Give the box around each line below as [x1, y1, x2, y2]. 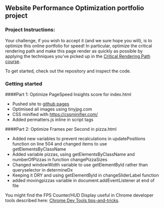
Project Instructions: [5, 27, 56, 33]
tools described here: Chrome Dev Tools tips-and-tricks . [5, 197, 120, 203]
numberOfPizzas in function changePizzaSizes [12, 156, 107, 162]
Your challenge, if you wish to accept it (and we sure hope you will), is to [5, 37, 153, 43]
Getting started [5, 80, 43, 87]
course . [5, 59, 21, 64]
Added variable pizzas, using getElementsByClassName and [12, 151, 135, 157]
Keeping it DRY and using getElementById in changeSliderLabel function [12, 172, 159, 178]
